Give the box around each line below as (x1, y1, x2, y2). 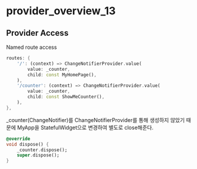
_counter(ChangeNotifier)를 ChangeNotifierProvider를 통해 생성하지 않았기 (6, 116, 185, 123)
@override (6, 136, 31, 142)
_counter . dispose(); (17, 147, 68, 153)
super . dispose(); (17, 152, 60, 158)
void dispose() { (6, 141, 49, 147)
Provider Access (6, 28, 69, 38)
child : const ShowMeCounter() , (27, 94, 105, 100)
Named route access (6, 43, 58, 51)
